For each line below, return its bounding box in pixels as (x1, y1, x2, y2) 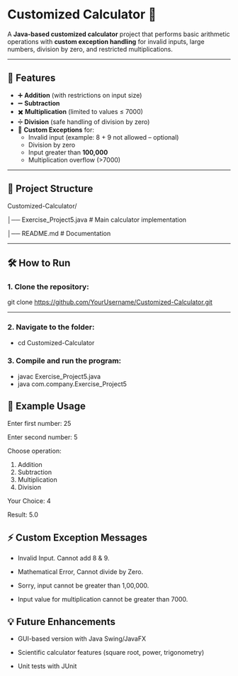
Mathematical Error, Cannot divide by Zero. (17, 568, 144, 576)
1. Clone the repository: (7, 281, 90, 291)
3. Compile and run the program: (7, 356, 122, 366)
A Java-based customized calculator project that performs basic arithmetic (7, 30, 230, 38)
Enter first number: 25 (7, 419, 72, 427)
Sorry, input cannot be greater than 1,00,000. (17, 581, 149, 590)
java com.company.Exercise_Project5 (17, 379, 127, 388)
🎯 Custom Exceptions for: (17, 125, 94, 134)
